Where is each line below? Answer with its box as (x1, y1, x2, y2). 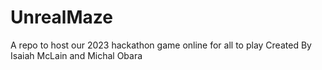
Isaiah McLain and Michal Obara (10, 49, 143, 61)
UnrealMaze (10, 6, 113, 29)
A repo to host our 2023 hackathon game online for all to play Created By (10, 39, 312, 51)
